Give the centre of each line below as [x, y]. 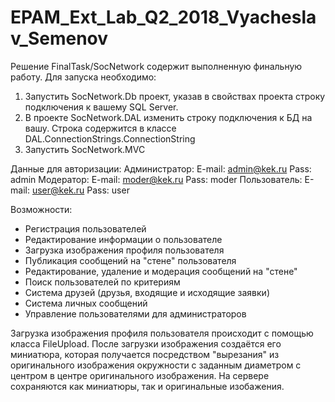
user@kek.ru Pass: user [80, 190]
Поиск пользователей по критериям [102, 282]
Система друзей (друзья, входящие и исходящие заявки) [147, 292]
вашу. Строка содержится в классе [100, 128]
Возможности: [41, 209]
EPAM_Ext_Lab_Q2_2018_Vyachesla [163, 17]
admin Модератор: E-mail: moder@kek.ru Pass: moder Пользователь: [156, 179]
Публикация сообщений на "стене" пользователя [130, 260]
